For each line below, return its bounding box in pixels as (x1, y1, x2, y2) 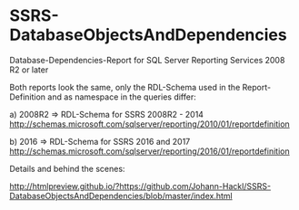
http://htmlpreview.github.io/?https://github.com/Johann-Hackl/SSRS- (9, 180, 271, 191)
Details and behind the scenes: (9, 163, 125, 174)
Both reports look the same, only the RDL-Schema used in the (9, 81, 241, 92)
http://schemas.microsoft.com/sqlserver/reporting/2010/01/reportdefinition (9, 119, 291, 129)
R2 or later (9, 64, 49, 75)
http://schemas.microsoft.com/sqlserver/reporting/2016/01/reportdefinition (9, 146, 290, 157)
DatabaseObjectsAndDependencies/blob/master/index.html (9, 190, 234, 201)
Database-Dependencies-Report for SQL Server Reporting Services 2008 (9, 54, 285, 65)
